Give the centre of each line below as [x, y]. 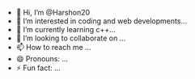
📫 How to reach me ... [53, 47]
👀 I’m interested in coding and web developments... [102, 21]
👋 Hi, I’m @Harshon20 [53, 12]
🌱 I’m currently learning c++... [66, 29]
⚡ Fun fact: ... [38, 68]
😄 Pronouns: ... [42, 59]
